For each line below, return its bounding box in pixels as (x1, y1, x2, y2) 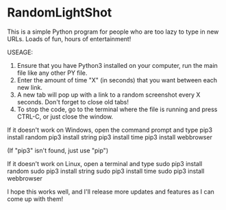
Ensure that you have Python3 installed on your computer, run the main (16, 61, 218, 69)
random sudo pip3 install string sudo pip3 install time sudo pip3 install (7, 167, 205, 175)
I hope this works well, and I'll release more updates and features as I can (7, 187, 214, 196)
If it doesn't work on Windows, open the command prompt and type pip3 (7, 126, 213, 134)
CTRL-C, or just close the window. (16, 112, 114, 121)
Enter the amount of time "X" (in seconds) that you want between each (16, 75, 218, 84)
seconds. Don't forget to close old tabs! (16, 97, 129, 106)
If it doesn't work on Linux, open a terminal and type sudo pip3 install (7, 159, 203, 167)
